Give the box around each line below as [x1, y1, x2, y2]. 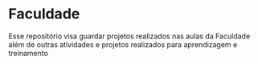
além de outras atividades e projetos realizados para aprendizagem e [8, 39, 238, 49]
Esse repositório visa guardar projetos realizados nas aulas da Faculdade [8, 31, 251, 41]
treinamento [8, 48, 48, 58]
